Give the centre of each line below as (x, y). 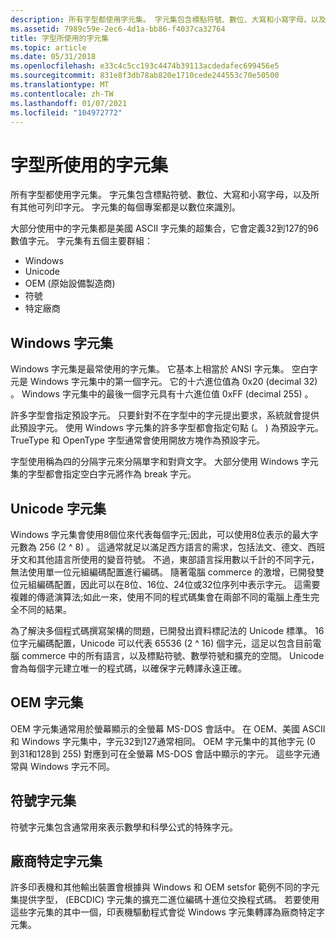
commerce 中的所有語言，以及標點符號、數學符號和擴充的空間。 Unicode (173, 655)
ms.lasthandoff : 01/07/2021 (69, 103)
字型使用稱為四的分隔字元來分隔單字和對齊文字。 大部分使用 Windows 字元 (164, 462)
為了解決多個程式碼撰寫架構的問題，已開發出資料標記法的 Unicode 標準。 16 (167, 630)
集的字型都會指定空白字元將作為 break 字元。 (103, 474)
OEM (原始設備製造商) (70, 283)
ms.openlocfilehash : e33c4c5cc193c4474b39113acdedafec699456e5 (145, 66)
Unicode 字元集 (58, 508)
